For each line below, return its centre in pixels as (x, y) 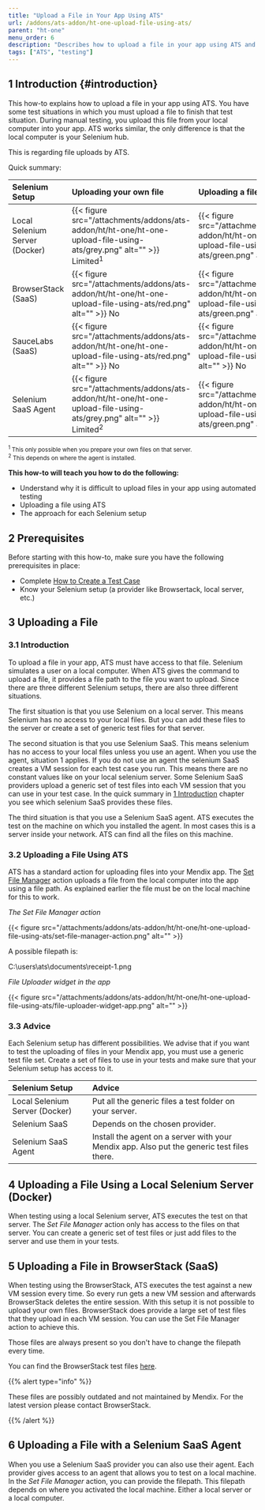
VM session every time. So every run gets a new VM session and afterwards (132, 1293)
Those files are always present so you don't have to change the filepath (125, 1342)
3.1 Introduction (39, 645)
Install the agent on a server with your (162, 1137)
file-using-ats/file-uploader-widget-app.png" (82, 1006)
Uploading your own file (118, 192)
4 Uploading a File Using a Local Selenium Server (131, 1185)
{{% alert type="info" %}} (50, 1381)
